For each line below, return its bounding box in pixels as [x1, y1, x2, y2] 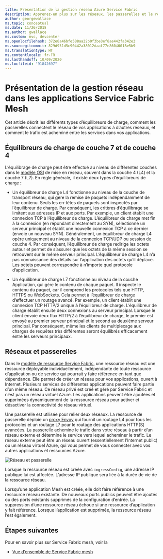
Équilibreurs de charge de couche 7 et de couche [5, 144, 156, 152]
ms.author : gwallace [5, 30, 47, 35]
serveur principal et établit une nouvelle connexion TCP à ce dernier [12, 225, 148, 231]
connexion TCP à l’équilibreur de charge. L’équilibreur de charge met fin [12, 215, 156, 221]
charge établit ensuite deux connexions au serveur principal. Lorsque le [12, 308, 156, 313]
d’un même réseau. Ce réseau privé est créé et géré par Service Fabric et [5, 386, 152, 392]
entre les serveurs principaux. [12, 333, 72, 339]
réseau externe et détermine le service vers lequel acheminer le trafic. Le [5, 432, 152, 438]
